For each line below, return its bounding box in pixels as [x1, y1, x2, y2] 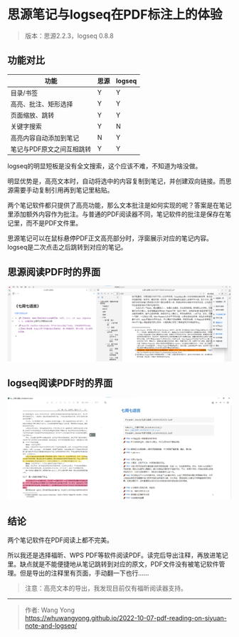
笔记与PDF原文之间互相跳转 [10, 144, 92, 153]
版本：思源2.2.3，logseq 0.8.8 [24, 31, 114, 40]
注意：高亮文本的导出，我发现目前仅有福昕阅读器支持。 [24, 584, 187, 592]
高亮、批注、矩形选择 [10, 99, 73, 108]
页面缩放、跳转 [10, 111, 55, 119]
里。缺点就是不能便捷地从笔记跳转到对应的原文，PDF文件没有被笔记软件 [7, 559, 219, 568]
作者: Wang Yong [24, 606, 75, 614]
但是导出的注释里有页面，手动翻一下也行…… [19, 569, 149, 577]
